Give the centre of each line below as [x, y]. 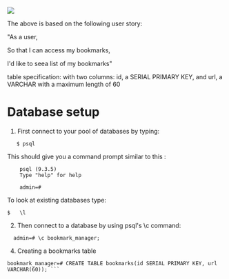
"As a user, [22, 37]
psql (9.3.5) [38, 169]
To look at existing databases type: [57, 200]
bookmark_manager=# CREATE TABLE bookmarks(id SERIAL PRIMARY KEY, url [112, 263]
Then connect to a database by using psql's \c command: [99, 225]
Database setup [53, 112]
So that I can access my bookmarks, [59, 50]
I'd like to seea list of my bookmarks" [60, 63]
